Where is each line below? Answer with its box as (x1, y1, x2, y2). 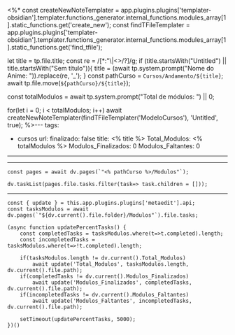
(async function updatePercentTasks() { (7, 224, 127, 231)
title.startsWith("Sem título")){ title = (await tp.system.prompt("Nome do (7, 64, 215, 72)
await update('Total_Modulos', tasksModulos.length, (32, 261, 190, 268)
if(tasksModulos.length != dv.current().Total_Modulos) (20, 255, 187, 262)
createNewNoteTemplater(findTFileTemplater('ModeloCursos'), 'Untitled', (7, 113, 218, 122)
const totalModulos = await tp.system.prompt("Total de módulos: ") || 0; (7, 92, 215, 101)
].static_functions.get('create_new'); (7, 21, 112, 29)
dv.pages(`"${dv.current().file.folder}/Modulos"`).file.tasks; (7, 212, 199, 219)
